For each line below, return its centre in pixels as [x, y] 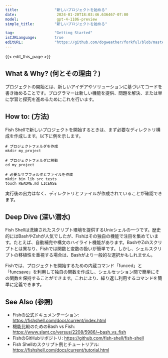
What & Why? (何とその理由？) [53, 74]
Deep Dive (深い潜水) [38, 217]
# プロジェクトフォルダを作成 [32, 146]
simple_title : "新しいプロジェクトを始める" [56, 24]
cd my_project [20, 165]
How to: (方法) [27, 117]
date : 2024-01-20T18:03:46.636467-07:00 [67, 15]
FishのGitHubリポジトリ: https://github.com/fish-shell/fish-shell [78, 338]
